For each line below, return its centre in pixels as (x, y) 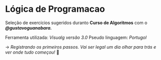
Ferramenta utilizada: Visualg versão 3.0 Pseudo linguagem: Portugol (76, 37)
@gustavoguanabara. (28, 28)
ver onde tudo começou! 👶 (32, 52)
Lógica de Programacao (55, 9)
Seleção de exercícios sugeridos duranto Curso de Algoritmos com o (76, 23)
